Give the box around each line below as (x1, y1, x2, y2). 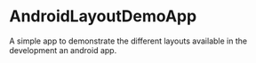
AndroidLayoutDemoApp (9, 6, 197, 27)
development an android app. (9, 44, 117, 55)
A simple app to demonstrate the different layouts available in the (9, 35, 247, 46)
